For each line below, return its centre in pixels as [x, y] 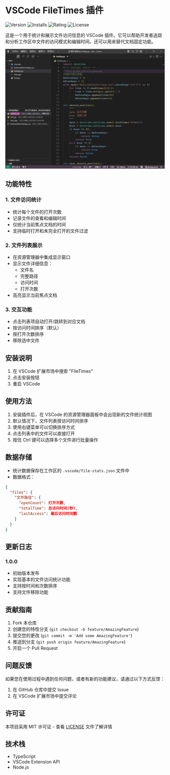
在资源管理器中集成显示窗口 [41, 257]
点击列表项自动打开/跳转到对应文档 [49, 322]
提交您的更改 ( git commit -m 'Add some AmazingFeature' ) [72, 636]
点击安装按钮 [26, 377]
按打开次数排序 [28, 334]
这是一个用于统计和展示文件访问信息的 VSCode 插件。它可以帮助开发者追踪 [84, 35]
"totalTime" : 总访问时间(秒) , [48, 509]
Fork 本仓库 [25, 623]
